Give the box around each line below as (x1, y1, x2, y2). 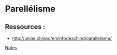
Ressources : (5, 23, 45, 31)
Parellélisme (5, 3, 56, 14)
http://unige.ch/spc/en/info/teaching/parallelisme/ (12, 35, 112, 41)
